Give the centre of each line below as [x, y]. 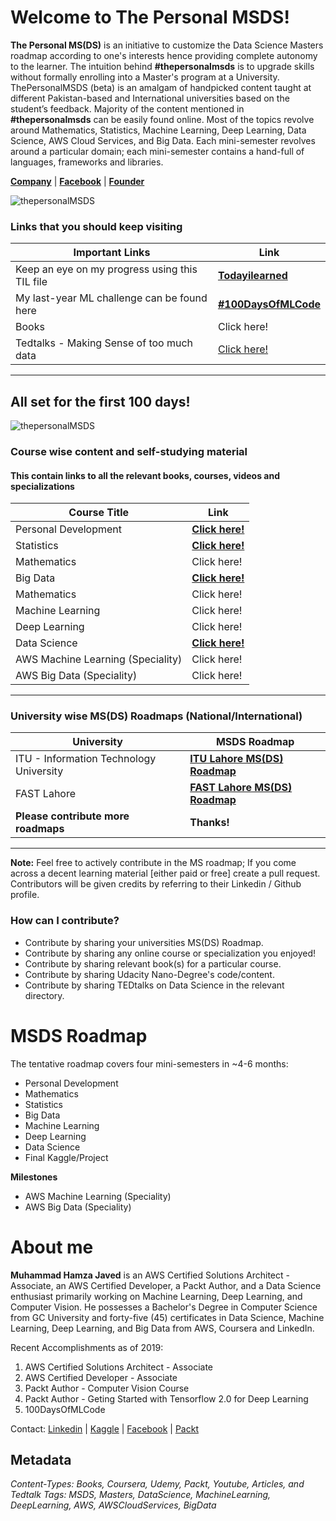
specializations [42, 486]
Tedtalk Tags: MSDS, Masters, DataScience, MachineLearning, [141, 1495]
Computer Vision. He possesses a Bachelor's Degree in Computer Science [164, 1307]
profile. [25, 895]
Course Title [98, 513]
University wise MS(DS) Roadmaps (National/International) [156, 716]
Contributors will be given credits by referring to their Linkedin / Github [156, 884]
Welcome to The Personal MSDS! [150, 17]
